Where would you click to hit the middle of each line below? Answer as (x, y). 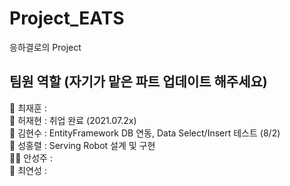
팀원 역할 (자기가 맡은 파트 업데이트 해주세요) (138, 82)
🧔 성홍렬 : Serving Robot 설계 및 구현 (82, 145)
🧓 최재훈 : (28, 108)
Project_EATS (67, 18)
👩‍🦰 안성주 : (31, 158)
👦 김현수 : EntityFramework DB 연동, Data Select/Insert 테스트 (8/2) (145, 133)
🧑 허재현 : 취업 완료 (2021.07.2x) (73, 120)
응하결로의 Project (45, 47)
